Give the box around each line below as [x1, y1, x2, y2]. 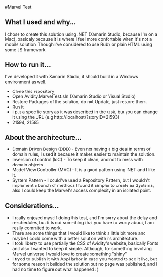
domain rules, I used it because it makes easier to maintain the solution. [12, 151, 156, 157]
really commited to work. [12, 225, 62, 231]
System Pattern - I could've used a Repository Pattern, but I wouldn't [12, 177, 150, 183]
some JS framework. [5, 46, 47, 53]
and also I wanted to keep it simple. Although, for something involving [12, 246, 152, 252]
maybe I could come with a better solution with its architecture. [12, 236, 139, 241]
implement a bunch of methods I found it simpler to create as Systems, [12, 183, 154, 188]
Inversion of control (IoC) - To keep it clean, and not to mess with [12, 157, 143, 163]
